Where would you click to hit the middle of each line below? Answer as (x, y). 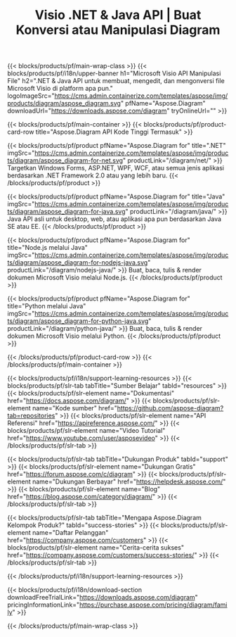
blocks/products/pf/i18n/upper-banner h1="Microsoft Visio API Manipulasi (114, 73)
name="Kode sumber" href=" (75, 408)
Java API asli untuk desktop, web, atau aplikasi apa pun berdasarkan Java (114, 219)
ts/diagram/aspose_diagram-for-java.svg (66, 212)
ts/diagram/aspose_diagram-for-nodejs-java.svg (78, 263)
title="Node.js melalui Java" (47, 248)
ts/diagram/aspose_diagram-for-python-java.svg (78, 321)
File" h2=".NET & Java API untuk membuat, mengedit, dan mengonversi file (116, 81)
